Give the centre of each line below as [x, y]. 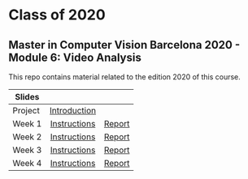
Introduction [73, 111]
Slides [27, 97]
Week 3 [27, 150]
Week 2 [27, 137]
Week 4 [27, 163]
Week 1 [27, 124]
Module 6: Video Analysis [75, 57]
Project [26, 111]
